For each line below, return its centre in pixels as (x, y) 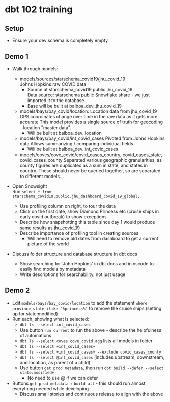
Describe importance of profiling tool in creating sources (79, 233)
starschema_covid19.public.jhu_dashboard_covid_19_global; (76, 196)
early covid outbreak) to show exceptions (63, 217)
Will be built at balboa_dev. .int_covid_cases (73, 149)
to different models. (40, 176)
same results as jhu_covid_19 (50, 228)
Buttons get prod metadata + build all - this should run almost (79, 383)
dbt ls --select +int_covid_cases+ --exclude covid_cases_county (90, 352)
